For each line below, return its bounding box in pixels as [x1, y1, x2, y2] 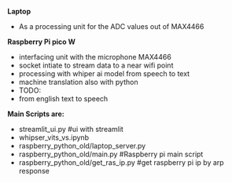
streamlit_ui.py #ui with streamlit [18, 125, 123, 134]
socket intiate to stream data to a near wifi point [18, 60, 174, 70]
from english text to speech [18, 94, 109, 103]
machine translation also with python [18, 78, 138, 86]
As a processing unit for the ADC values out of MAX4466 [18, 22, 204, 31]
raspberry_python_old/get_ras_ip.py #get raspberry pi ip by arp [18, 158, 225, 167]
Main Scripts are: [7, 109, 64, 119]
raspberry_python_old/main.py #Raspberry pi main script [18, 149, 204, 159]
